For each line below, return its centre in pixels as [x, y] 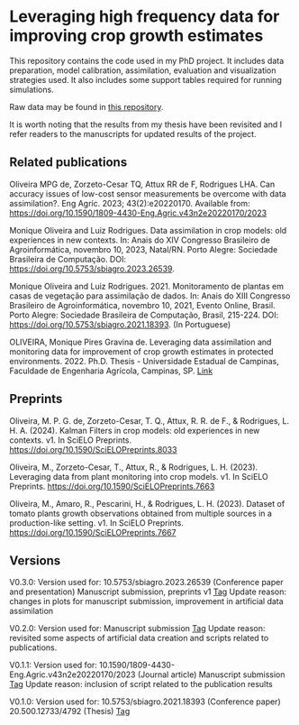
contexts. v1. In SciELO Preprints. [71, 440]
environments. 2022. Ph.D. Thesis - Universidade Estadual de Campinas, [144, 361]
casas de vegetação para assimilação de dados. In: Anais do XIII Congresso [150, 296]
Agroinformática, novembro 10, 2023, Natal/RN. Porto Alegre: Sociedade [144, 249]
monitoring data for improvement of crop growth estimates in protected [141, 351]
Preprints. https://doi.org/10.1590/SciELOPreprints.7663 [112, 486]
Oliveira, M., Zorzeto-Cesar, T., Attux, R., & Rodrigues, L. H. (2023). [134, 467]
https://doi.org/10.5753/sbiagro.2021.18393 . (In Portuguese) [120, 324]
